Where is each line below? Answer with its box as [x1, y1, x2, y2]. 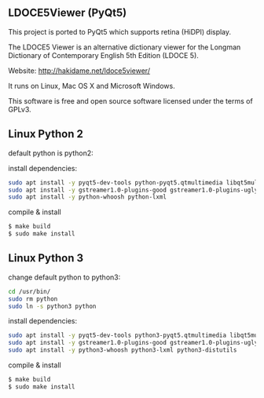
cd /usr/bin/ [8, 287, 51, 295]
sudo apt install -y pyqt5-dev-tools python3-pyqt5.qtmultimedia [8, 331, 226, 340]
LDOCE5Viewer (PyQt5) [8, 6, 127, 20]
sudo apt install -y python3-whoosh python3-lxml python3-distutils [8, 346, 237, 354]
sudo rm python [8, 294, 58, 303]
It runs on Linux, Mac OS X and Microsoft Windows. [8, 81, 175, 90]
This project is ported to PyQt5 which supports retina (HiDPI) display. [8, 27, 232, 36]
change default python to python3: [8, 272, 121, 282]
